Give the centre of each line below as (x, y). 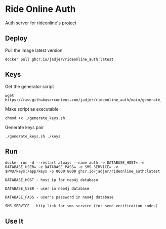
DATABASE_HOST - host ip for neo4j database (52, 180)
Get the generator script (30, 86)
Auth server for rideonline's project (41, 23)
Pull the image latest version (34, 50)
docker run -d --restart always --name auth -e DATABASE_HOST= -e (75, 163)
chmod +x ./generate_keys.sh (35, 118)
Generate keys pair (24, 127)
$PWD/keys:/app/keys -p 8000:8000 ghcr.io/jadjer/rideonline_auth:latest (83, 172)
